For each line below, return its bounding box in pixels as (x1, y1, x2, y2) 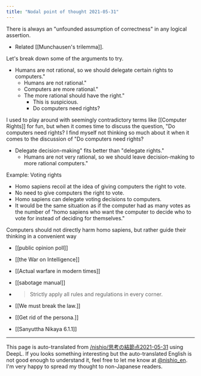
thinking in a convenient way (6, 232, 77, 239)
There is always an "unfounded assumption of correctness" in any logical (6, 25, 187, 32)
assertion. (6, 31, 31, 39)
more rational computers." (23, 159, 89, 166)
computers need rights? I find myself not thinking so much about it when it (6, 129, 190, 136)
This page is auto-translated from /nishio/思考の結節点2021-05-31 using (6, 343, 184, 350)
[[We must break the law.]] (14, 302, 81, 309)
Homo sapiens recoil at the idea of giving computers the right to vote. (14, 183, 187, 190)
